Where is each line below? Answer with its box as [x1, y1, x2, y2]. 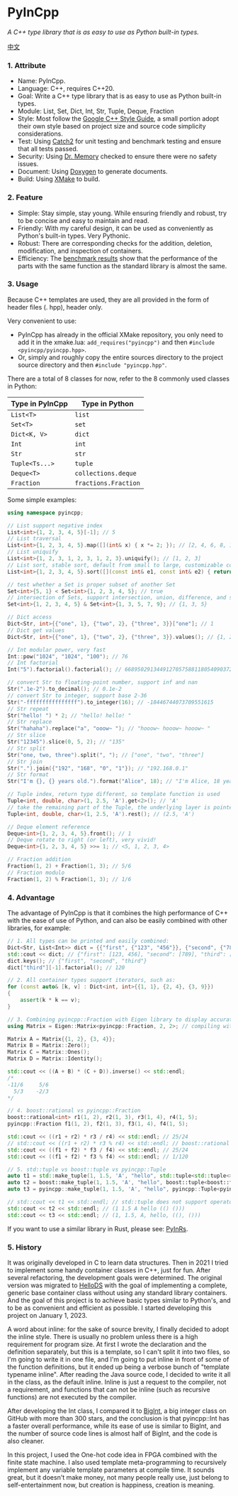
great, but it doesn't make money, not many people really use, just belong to [7, 1473, 229, 1481]
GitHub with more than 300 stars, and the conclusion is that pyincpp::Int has [7, 1414, 230, 1422]
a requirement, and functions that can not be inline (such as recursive [7, 1385, 210, 1394]
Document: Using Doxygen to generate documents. [17, 168, 168, 176]
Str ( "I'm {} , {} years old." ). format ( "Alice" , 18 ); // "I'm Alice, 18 [7, 778, 220, 785]
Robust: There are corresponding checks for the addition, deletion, [17, 239, 212, 247]
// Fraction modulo [7, 869, 65, 876]
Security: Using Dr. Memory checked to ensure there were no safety [17, 152, 217, 160]
